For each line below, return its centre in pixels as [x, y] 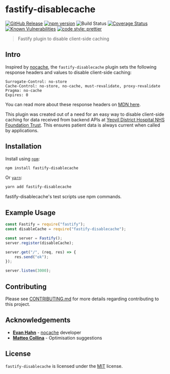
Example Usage [31, 213]
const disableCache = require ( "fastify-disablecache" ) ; [66, 229]
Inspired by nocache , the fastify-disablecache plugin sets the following [81, 67]
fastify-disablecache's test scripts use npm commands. [64, 197]
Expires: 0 [17, 95]
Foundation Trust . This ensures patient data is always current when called [83, 125]
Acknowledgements [38, 320]
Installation [23, 147]
